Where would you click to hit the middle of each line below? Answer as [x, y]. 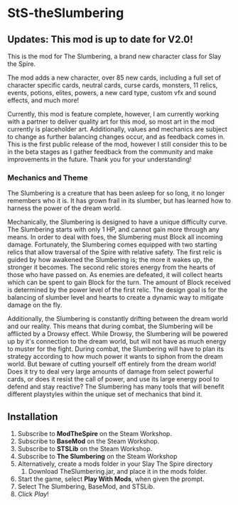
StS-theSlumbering [66, 13]
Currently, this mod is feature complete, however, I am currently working [113, 114]
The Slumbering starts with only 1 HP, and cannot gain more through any [113, 229]
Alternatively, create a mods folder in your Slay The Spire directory [115, 464]
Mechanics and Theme [48, 178]
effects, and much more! [43, 100]
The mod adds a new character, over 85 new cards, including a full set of [114, 77]
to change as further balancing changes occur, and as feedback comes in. [116, 137]
